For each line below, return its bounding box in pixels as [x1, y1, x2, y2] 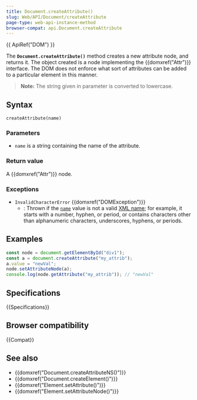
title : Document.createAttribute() [6, 8, 94, 15]
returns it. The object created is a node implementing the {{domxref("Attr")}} [6, 59, 191, 66]
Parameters [6, 129, 40, 137]
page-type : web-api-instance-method [6, 19, 96, 25]
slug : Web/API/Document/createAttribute [6, 14, 107, 20]
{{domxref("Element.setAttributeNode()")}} [14, 388, 119, 395]
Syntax [6, 99, 33, 109]
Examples [6, 234, 43, 244]
